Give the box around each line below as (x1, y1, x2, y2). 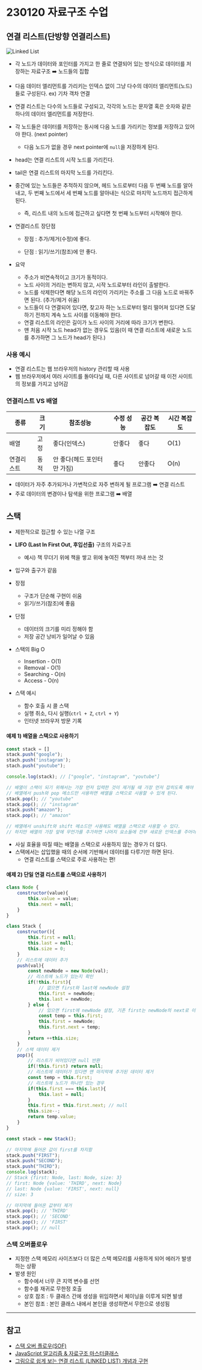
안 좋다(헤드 (53, 455, 85, 463)
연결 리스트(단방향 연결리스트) (6, 31, 111, 42)
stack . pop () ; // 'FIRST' (6, 1219, 69, 1225)
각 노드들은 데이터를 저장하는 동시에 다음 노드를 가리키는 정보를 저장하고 (14, 123, 184, 130)
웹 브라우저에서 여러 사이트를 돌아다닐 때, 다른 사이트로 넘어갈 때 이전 (14, 373, 177, 380)
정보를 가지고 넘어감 (21, 380, 69, 387)
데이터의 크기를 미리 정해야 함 (23, 625, 93, 633)
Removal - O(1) (23, 664, 61, 672)
